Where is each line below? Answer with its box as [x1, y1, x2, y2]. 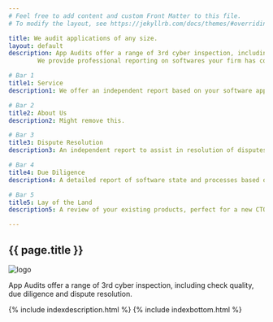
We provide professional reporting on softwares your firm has [37, 57, 256, 65]
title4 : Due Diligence [8, 168, 85, 176]
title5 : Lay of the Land [8, 198, 93, 207]
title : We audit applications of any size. [8, 34, 158, 42]
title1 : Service [8, 79, 63, 87]
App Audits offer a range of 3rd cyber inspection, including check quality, [8, 280, 254, 289]
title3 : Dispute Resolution [8, 139, 104, 147]
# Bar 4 [8, 161, 35, 169]
